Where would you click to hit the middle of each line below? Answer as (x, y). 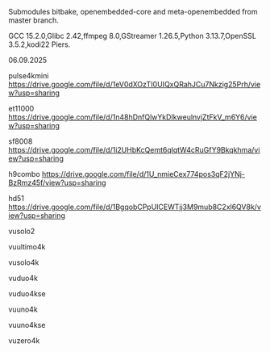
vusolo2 (22, 231)
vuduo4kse (27, 293)
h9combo (24, 174)
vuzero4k (24, 341)
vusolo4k (24, 262)
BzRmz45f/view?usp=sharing (57, 182)
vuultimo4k (27, 247)
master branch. (33, 20)
